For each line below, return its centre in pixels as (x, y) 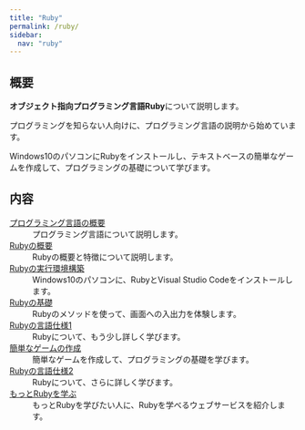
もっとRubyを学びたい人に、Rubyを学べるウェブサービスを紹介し (155, 404)
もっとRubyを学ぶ (43, 394)
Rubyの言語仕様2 (41, 371)
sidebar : (26, 35)
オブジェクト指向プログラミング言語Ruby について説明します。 (127, 107)
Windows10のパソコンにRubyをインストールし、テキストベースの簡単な (144, 157)
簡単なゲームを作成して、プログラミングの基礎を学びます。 (143, 359)
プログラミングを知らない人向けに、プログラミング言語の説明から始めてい (149, 126)
